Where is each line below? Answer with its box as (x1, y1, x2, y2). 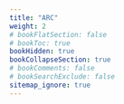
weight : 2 (9, 22, 47, 31)
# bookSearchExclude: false (9, 72, 116, 81)
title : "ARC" (9, 13, 59, 23)
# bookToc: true (9, 38, 71, 48)
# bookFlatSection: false (9, 30, 107, 39)
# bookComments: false (9, 64, 95, 73)
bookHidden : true (9, 47, 75, 56)
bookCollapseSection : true (9, 55, 111, 64)
